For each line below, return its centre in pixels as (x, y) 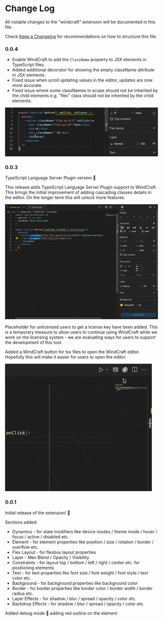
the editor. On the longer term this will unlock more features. (65, 197)
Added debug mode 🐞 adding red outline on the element (61, 613)
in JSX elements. (29, 75)
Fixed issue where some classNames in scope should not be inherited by (85, 91)
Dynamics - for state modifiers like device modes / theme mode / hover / (85, 531)
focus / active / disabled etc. (41, 537)
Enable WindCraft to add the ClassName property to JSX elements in (79, 60)
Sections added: (21, 522)
